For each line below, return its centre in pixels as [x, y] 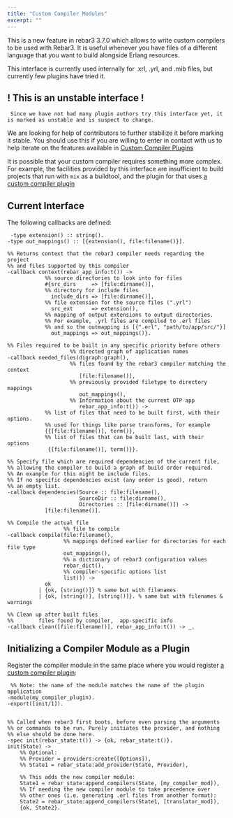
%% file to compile [91, 529]
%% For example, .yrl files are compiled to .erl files [127, 321]
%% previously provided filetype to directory [138, 382]
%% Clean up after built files [53, 615]
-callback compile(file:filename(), [60, 536]
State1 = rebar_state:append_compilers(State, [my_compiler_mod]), [120, 783]
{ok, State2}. [40, 808]
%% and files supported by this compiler [68, 266]
